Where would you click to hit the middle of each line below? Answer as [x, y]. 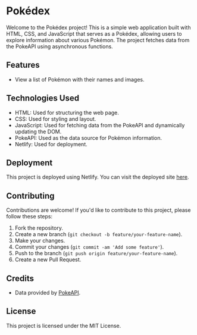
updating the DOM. [38, 132]
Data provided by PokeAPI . [48, 292]
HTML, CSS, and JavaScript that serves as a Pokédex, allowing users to [94, 33]
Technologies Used [43, 98]
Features [23, 65]
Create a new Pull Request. [48, 259]
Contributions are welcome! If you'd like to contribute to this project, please [98, 210]
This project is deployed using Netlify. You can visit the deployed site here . [98, 177]
